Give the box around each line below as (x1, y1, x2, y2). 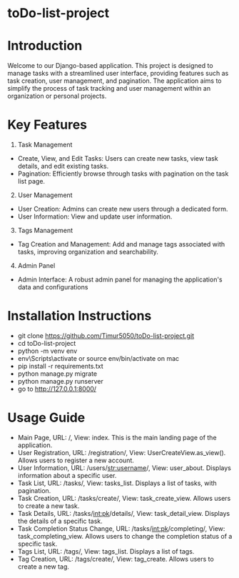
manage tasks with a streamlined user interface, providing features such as (7, 69, 229, 78)
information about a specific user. (17, 471, 117, 479)
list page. (17, 177, 45, 186)
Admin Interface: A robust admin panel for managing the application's (17, 275, 223, 284)
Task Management (17, 141, 73, 149)
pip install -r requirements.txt (17, 362, 103, 370)
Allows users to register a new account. (17, 456, 134, 464)
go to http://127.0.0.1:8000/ (17, 384, 97, 393)
